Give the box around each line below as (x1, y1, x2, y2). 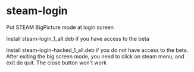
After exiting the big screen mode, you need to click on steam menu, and (6, 53, 184, 60)
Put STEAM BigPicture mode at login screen (6, 24, 114, 31)
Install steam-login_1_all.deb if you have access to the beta (6, 35, 150, 42)
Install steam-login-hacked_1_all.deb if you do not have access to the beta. (6, 46, 189, 54)
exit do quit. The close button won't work (6, 59, 107, 66)
